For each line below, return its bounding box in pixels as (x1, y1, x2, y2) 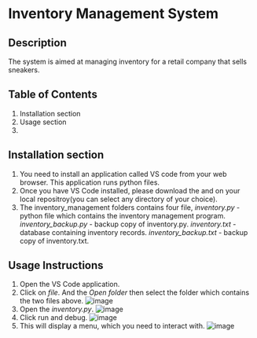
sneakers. (8, 65, 41, 75)
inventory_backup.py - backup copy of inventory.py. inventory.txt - (19, 219, 237, 229)
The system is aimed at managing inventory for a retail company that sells (8, 57, 248, 66)
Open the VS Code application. (19, 280, 120, 289)
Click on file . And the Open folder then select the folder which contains (19, 288, 250, 297)
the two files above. (19, 296, 84, 306)
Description (8, 36, 67, 50)
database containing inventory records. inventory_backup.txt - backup (19, 227, 248, 237)
